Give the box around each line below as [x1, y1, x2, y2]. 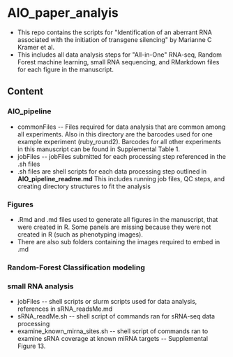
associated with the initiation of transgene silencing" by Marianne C [17, 35, 212, 43]
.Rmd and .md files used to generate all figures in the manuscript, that [17, 215, 218, 223]
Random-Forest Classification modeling [7, 262, 145, 272]
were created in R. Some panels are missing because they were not [17, 223, 211, 231]
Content [7, 85, 44, 97]
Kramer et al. [17, 43, 54, 51]
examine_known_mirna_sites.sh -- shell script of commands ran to [17, 327, 209, 335]
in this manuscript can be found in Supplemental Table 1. [17, 145, 180, 153]
